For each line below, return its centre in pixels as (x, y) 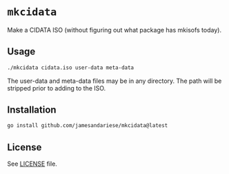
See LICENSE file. (32, 164)
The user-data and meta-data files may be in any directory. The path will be (114, 81)
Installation (32, 110)
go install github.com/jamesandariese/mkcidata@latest (88, 126)
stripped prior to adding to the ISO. (57, 88)
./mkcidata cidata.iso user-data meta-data (71, 68)
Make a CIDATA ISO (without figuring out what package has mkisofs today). (114, 30)
